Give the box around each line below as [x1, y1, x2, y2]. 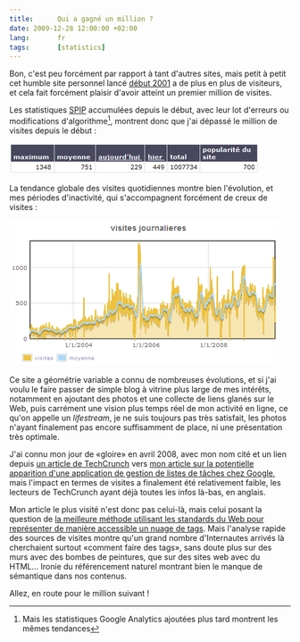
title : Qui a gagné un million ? [9, 14, 154, 23]
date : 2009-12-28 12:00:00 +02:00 [9, 23, 138, 33]
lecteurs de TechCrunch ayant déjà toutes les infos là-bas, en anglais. [9, 486, 266, 497]
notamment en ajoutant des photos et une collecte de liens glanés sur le [9, 393, 275, 404]
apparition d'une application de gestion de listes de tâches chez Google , [9, 468, 276, 478]
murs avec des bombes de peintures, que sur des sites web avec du [9, 551, 261, 562]
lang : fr [9, 33, 66, 42]
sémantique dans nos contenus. [9, 570, 128, 581]
